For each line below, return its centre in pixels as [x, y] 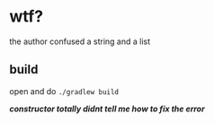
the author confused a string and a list [80, 41]
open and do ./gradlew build [64, 91]
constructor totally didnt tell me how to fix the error [107, 109]
